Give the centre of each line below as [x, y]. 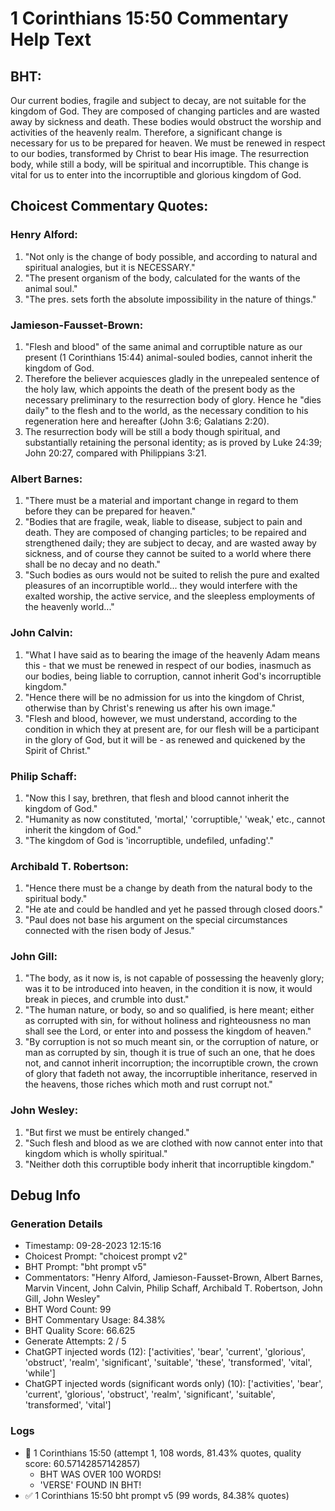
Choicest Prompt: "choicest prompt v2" [106, 1256]
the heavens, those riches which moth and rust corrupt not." [148, 1084]
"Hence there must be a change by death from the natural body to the [168, 888]
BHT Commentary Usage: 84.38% [95, 1320]
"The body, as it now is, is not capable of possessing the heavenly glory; [174, 978]
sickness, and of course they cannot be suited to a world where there [168, 554]
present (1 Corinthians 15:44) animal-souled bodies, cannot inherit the [168, 357]
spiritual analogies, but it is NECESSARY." [110, 267]
